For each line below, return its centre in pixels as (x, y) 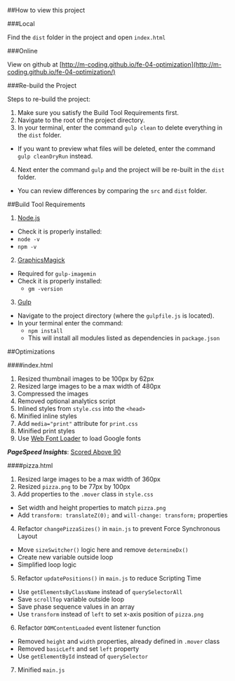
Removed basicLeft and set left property (78, 649)
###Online (22, 51)
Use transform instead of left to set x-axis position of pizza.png (110, 614)
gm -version (45, 289)
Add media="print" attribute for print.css (78, 423)
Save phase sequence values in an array (76, 607)
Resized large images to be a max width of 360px (89, 479)
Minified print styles (46, 431)
